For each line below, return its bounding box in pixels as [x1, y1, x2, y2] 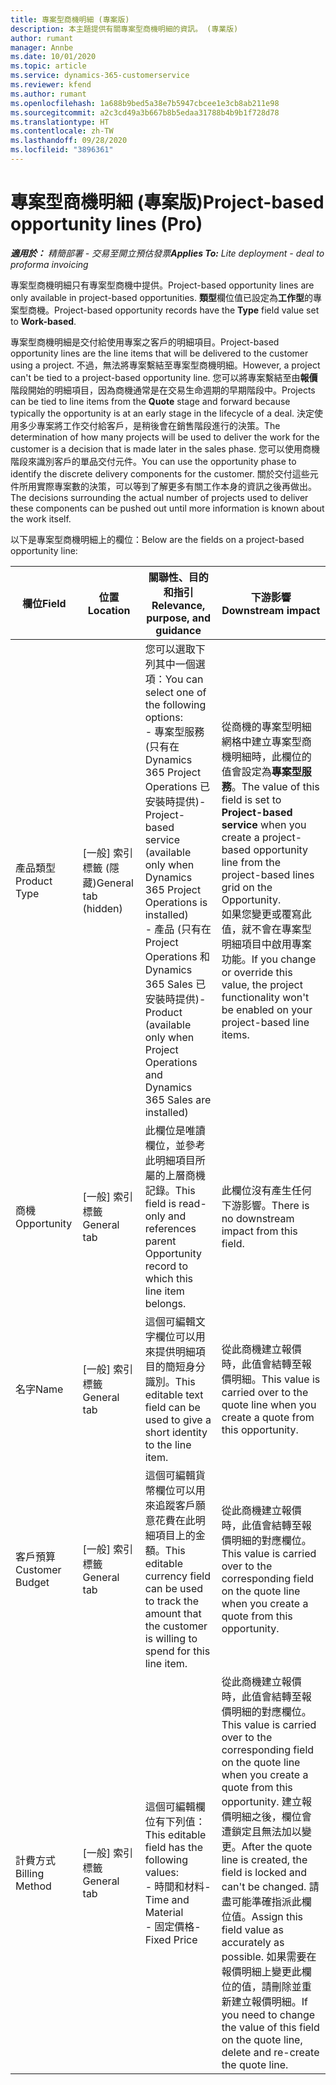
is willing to [144, 1631, 198, 1645]
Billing [15, 1866, 45, 1880]
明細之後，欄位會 [231, 1809, 312, 1823]
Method [15, 1879, 52, 1893]
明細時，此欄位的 [231, 749, 312, 763]
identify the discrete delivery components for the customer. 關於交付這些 [10, 467, 310, 480]
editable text [144, 1387, 204, 1401]
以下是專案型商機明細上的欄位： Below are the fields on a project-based [10, 533, 305, 545]
